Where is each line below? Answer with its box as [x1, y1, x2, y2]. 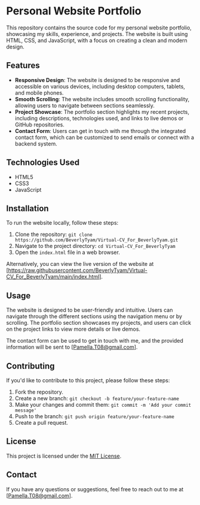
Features [6, 61, 40, 71]
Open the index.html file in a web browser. [14, 249, 121, 256]
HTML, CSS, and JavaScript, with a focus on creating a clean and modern [6, 37, 188, 44]
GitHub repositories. [14, 121, 64, 128]
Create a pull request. [14, 419, 69, 426]
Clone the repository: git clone [14, 231, 93, 238]
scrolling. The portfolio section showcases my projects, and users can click [6, 319, 192, 326]
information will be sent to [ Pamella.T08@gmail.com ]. [6, 343, 138, 351]
